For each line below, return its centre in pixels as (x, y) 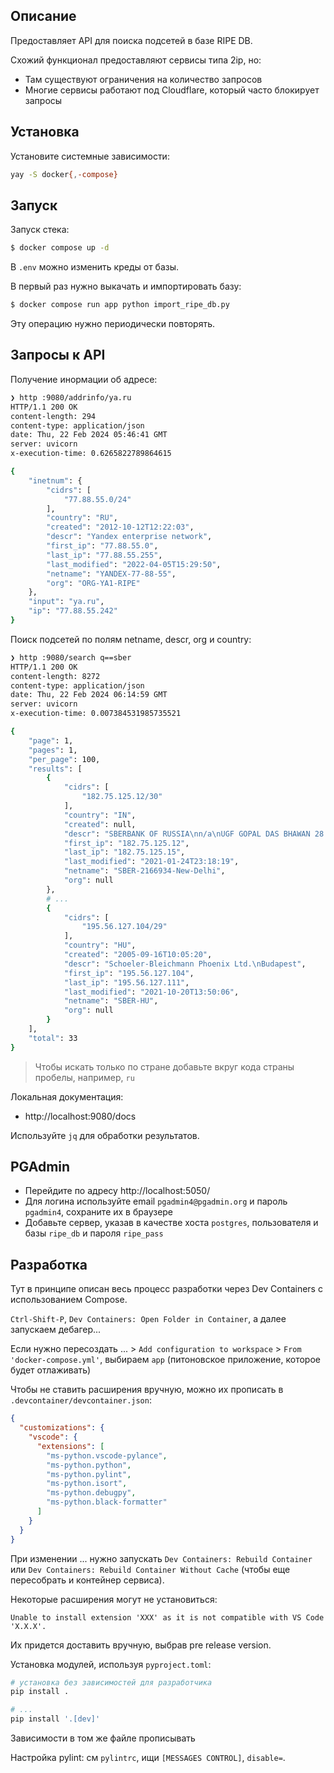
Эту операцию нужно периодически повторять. (113, 324)
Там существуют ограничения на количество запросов (143, 79)
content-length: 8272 (55, 676)
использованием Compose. (69, 1300)
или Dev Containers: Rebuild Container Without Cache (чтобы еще (150, 1569)
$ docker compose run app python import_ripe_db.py (120, 305)
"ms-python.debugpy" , (91, 1493)
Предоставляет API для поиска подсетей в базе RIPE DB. (131, 40)
